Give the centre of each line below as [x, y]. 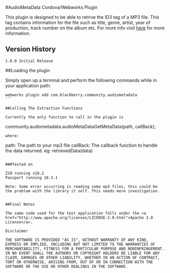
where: [12, 136]
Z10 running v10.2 [25, 173]
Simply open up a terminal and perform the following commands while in [81, 80]
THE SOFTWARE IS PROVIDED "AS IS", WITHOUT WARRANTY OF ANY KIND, [77, 240]
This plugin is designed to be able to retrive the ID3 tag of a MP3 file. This [82, 17]
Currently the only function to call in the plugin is [64, 117]
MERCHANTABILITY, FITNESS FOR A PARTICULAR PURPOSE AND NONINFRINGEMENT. [85, 249]
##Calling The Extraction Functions [44, 108]
